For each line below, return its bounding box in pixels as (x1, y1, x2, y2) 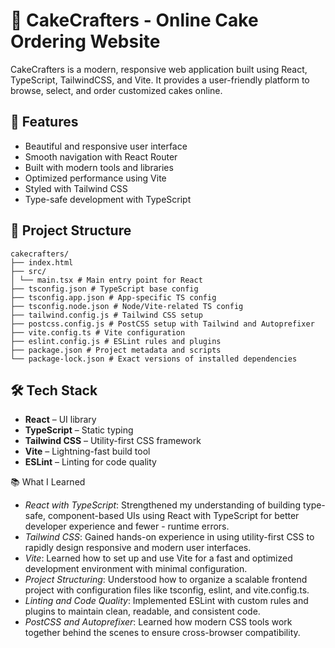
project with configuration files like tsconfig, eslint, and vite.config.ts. (24, 584, 310, 596)
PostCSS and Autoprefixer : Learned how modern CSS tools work (24, 616, 293, 628)
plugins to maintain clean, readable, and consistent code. (24, 605, 261, 618)
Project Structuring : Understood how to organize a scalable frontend (24, 574, 308, 586)
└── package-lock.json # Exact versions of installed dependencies (10, 354, 298, 364)
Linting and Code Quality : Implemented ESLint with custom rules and (24, 595, 309, 607)
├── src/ (10, 266, 47, 276)
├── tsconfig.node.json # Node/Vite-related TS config (10, 301, 244, 311)
